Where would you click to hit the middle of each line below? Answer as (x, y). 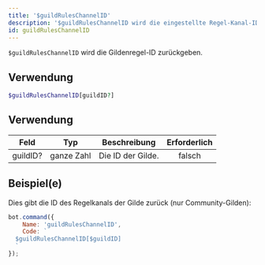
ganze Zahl (71, 155)
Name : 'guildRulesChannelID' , (72, 224)
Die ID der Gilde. (129, 155)
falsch (190, 155)
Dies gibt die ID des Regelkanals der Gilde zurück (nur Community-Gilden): (130, 203)
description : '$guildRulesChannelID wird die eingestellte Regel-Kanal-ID (134, 23)
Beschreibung (129, 142)
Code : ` (35, 232)
